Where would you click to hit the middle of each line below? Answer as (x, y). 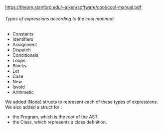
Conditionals (25, 55)
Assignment (25, 45)
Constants (23, 34)
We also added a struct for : (34, 107)
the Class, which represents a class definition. (60, 122)
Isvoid (18, 87)
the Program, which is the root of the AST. (56, 117)
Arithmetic (23, 92)
